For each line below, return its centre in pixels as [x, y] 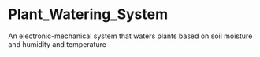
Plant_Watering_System [88, 14]
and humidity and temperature [57, 44]
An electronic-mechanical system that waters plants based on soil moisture [130, 36]
